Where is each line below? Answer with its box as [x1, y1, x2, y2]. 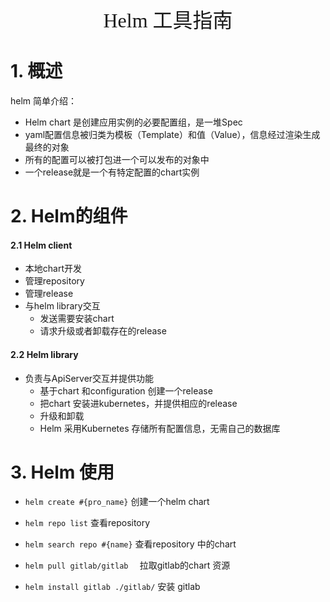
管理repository [24, 275, 85, 287]
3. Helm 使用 [10, 461, 115, 483]
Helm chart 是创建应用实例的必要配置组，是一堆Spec [24, 116, 243, 128]
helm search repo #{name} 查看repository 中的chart [24, 538, 237, 550]
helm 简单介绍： [10, 94, 78, 107]
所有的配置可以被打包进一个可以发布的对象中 [24, 153, 210, 165]
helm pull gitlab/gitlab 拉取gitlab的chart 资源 [24, 559, 231, 572]
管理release [24, 288, 74, 300]
